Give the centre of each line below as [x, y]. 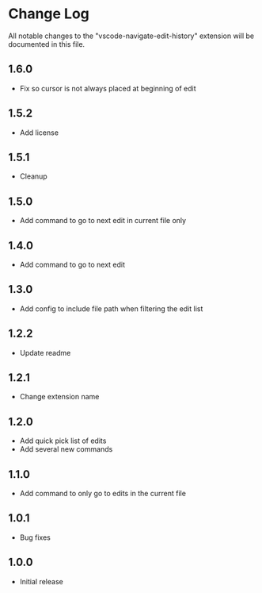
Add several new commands [66, 449]
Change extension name [59, 397]
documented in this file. [47, 44]
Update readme [45, 352]
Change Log [49, 14]
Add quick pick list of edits [63, 441]
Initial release [41, 581]
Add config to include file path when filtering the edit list [111, 308]
